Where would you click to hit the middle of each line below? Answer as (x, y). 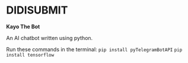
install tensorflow (30, 55)
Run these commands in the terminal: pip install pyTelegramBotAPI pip (94, 49)
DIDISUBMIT (37, 10)
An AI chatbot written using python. (50, 38)
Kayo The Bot (23, 26)
